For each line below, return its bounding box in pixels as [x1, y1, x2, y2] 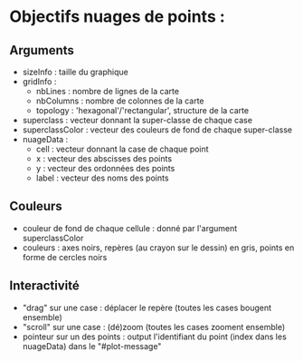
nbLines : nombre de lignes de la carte [35, 86, 179, 96]
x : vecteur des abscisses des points [35, 153, 173, 164]
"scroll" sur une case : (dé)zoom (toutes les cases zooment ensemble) [22, 321, 286, 332]
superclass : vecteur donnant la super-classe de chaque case [22, 115, 253, 125]
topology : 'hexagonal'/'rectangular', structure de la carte [35, 105, 250, 115]
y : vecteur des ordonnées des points [35, 163, 175, 173]
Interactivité [9, 278, 80, 294]
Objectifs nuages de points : [9, 6, 226, 27]
